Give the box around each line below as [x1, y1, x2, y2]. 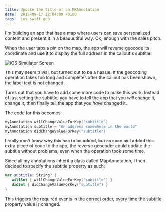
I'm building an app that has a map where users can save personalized [5, 30, 151, 36]
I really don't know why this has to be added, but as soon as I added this [5, 138, 154, 143]
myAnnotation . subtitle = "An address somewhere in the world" [5, 124, 137, 129]
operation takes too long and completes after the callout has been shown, [5, 75, 157, 81]
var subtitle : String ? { [5, 173, 57, 178]
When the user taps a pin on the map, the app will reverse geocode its [5, 45, 150, 51]
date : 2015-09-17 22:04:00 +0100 [5, 12, 77, 17]
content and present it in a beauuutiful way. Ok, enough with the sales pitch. [5, 35, 162, 41]
